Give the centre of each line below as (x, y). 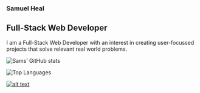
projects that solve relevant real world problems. (67, 49)
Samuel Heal (25, 8)
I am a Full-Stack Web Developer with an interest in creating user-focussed (100, 42)
